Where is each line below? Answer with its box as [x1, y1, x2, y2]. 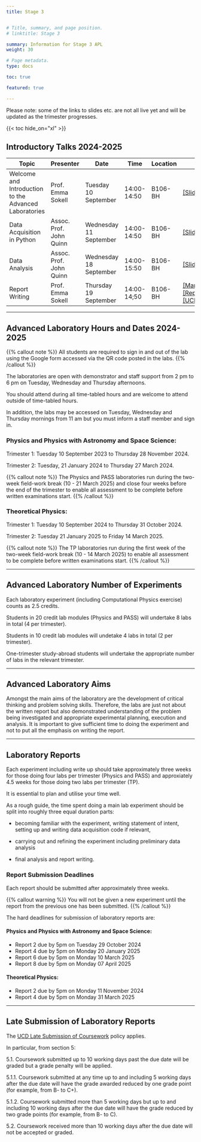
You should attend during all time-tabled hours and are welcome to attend [6, 391, 188, 398]
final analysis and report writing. [14, 855, 95, 863]
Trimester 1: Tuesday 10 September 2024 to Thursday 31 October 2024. [6, 521, 182, 528]
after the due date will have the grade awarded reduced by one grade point [6, 1080, 191, 1087]
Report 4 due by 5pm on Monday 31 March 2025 [14, 993, 135, 1001]
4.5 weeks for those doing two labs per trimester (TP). [6, 779, 140, 786]
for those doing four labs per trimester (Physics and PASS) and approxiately [6, 772, 193, 779]
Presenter [50, 159, 80, 168]
